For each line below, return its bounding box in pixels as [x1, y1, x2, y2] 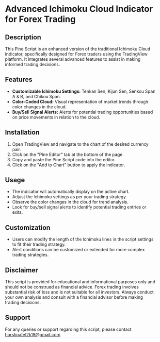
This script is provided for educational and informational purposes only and [5, 279, 156, 285]
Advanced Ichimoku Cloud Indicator [5, 3, 153, 15]
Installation [5, 128, 40, 137]
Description [5, 33, 41, 41]
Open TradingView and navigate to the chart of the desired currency [12, 141, 149, 147]
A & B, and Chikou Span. [12, 93, 61, 99]
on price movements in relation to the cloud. [12, 114, 100, 120]
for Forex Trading [5, 14, 76, 25]
